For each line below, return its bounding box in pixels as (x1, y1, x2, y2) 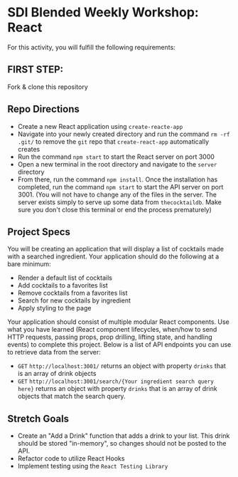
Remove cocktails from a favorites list (17, 289, 128, 298)
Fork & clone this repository (7, 83, 89, 91)
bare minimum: (7, 260, 51, 268)
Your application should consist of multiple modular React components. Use (7, 318, 229, 326)
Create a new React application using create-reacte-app (17, 122, 183, 130)
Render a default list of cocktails (17, 273, 112, 282)
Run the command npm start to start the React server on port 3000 (17, 152, 215, 161)
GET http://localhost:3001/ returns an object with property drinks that (17, 362, 226, 370)
